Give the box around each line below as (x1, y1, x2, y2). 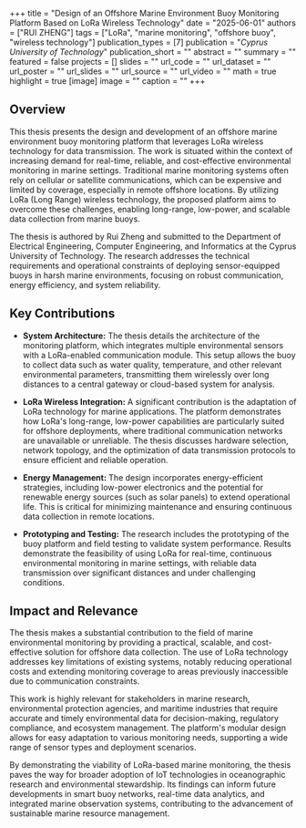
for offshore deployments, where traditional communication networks (22, 425, 283, 436)
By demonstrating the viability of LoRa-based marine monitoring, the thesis (9, 760, 291, 771)
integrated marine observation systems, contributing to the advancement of (9, 798, 294, 810)
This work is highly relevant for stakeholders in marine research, (9, 693, 250, 705)
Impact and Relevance (9, 604, 138, 619)
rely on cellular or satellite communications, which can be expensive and (9, 174, 282, 185)
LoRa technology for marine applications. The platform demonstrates (22, 406, 282, 417)
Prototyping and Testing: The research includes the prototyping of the (22, 528, 290, 539)
